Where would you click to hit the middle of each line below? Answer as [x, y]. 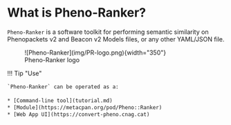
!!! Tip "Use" [25, 73]
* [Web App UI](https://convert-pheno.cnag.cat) [78, 114]
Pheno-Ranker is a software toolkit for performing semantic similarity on [108, 32]
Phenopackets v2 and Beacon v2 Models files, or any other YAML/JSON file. [116, 39]
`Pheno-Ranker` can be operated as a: [63, 87]
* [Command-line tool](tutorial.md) [60, 100]
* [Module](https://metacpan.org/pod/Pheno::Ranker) [85, 107]
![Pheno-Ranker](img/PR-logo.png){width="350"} [95, 52]
